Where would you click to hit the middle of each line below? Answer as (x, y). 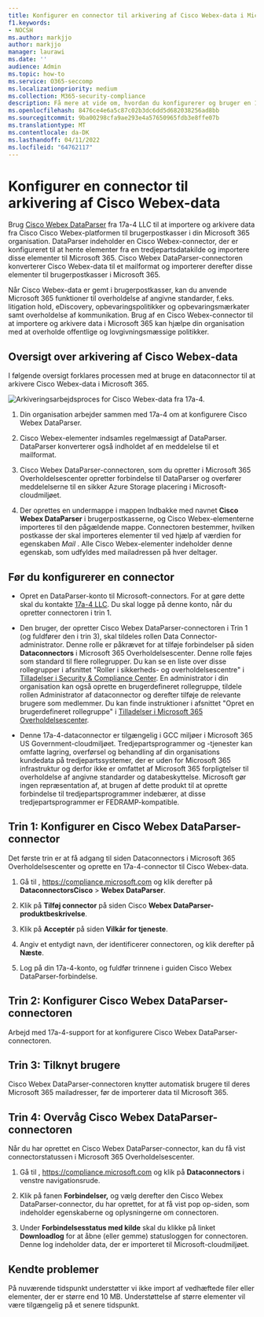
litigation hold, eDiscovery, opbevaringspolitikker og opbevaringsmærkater (129, 307)
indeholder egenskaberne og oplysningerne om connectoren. (119, 1212)
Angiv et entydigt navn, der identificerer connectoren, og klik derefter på (137, 944)
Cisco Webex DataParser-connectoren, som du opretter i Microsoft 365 (135, 470)
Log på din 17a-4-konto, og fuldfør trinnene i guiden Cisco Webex (126, 967)
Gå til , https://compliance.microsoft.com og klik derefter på (116, 882)
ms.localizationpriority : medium (63, 89)
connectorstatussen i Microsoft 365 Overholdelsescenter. (101, 1157)
